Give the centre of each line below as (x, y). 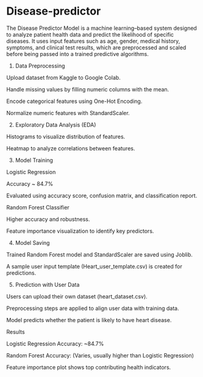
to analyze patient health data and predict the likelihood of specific (90, 34)
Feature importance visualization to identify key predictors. (80, 231)
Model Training (34, 160)
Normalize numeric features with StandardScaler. (68, 113)
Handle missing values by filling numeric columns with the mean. (88, 89)
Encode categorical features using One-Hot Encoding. (74, 101)
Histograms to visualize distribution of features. (66, 136)
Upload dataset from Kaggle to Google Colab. (63, 77)
